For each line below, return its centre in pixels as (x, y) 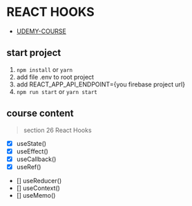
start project (34, 53)
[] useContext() (38, 188)
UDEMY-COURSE (41, 31)
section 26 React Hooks (57, 130)
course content (40, 114)
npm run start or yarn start (57, 91)
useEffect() (32, 151)
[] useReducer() (39, 180)
